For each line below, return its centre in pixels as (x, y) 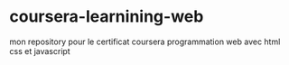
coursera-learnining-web (107, 17)
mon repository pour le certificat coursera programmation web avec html (145, 42)
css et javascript (40, 51)
